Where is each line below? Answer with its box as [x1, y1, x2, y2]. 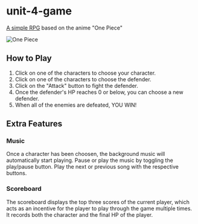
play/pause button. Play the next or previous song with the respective [6, 163, 179, 170]
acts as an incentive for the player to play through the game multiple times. [6, 205, 192, 212]
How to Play [6, 53, 53, 64]
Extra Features [6, 119, 63, 129]
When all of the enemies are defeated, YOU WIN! [14, 101, 137, 108]
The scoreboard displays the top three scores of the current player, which [6, 198, 190, 205]
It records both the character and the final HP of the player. [6, 211, 153, 218]
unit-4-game [6, 4, 72, 18]
